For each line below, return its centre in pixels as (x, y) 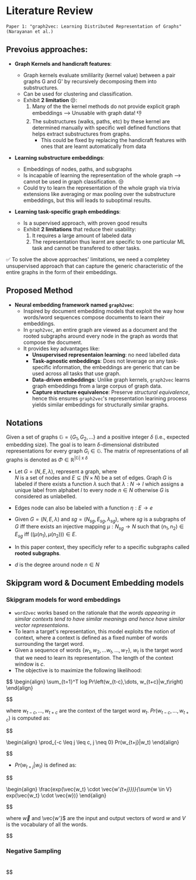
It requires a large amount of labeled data (82, 235)
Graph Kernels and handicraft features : (63, 63)
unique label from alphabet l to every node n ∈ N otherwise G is (92, 490)
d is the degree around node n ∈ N (57, 565)
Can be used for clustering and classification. (78, 94)
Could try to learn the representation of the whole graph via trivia (102, 188)
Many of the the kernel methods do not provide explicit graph (106, 106)
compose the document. (53, 342)
